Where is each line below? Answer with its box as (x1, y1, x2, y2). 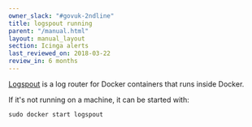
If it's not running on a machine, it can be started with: (8, 95, 189, 104)
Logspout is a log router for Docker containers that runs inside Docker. (8, 78, 245, 89)
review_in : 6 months (8, 57, 79, 66)
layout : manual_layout (8, 34, 85, 43)
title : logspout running (8, 19, 93, 28)
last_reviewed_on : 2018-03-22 (8, 49, 111, 57)
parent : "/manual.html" (8, 27, 89, 35)
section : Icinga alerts (8, 42, 89, 50)
